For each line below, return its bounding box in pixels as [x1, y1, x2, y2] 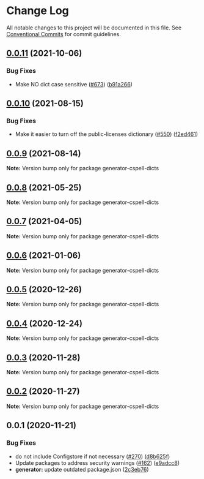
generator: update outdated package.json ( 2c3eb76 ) [15, 466, 149, 473]
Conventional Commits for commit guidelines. [6, 30, 121, 37]
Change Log [6, 4, 69, 18]
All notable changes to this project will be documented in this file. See [6, 24, 182, 31]
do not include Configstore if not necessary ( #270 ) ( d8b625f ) [15, 453, 170, 460]
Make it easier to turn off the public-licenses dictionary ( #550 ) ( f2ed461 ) [15, 130, 199, 138]
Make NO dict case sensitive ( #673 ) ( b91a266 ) [15, 80, 133, 88]
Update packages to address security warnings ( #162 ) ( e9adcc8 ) [15, 459, 180, 466]
